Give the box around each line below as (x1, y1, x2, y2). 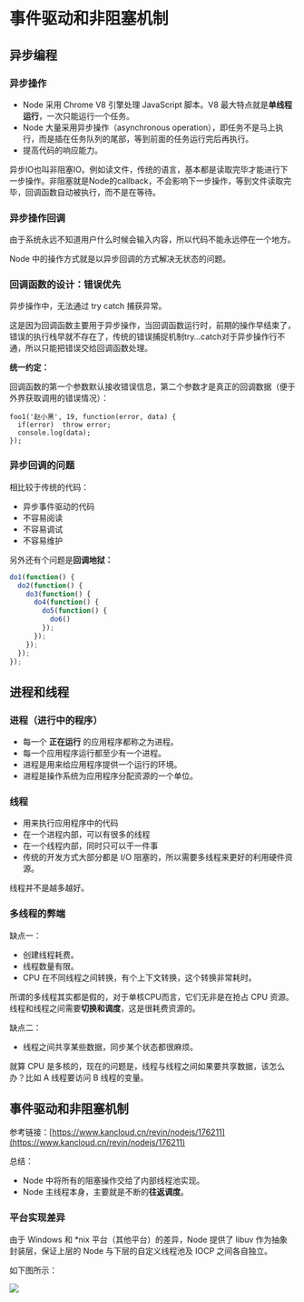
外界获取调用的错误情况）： (9, 393, 109, 404)
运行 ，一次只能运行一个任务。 (22, 110, 134, 121)
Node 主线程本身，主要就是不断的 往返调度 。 (22, 1187, 189, 1197)
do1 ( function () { (9, 572, 75, 582)
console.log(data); (17, 428, 92, 437)
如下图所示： (9, 1265, 57, 1276)
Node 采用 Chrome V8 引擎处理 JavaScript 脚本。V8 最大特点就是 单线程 (22, 99, 293, 110)
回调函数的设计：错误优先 (9, 278, 122, 291)
